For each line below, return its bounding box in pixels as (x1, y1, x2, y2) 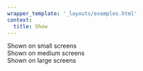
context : (7, 17, 32, 23)
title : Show (13, 23, 48, 30)
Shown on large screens (7, 57, 77, 65)
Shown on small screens (7, 42, 77, 50)
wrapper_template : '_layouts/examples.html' (7, 10, 137, 17)
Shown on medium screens (7, 49, 85, 57)
